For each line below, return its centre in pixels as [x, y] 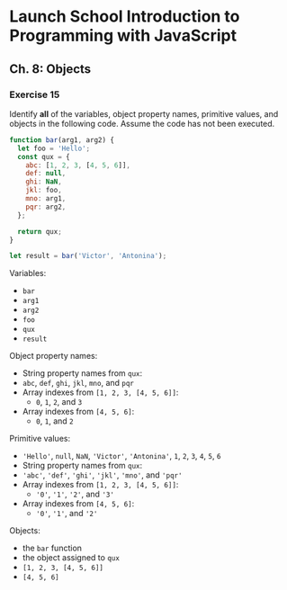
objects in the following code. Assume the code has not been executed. [142, 123]
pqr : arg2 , [46, 207]
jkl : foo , [44, 191]
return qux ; [40, 231]
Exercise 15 [35, 94]
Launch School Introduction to [125, 17]
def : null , [46, 174]
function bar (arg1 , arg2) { [62, 140]
